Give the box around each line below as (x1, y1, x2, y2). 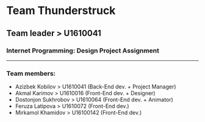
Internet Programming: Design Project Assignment (6, 46, 160, 55)
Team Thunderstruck (6, 4, 116, 18)
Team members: (6, 69, 56, 77)
